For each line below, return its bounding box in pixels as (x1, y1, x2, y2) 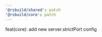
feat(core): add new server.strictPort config (5, 26, 97, 32)
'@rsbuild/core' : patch (5, 12, 56, 17)
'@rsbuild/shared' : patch (5, 7, 60, 13)
